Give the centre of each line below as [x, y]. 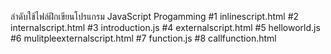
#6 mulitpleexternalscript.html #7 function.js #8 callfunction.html [143, 38]
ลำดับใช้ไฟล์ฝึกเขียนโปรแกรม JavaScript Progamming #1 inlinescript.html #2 [155, 16]
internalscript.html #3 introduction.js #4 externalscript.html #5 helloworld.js [165, 27]
